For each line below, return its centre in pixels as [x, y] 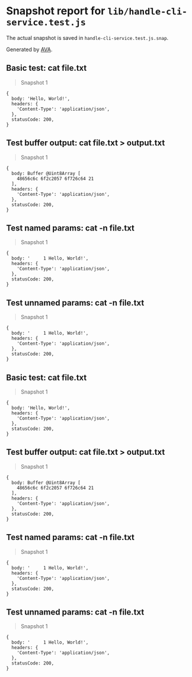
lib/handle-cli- [148, 12]
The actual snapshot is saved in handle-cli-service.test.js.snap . [87, 38]
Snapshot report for [56, 11]
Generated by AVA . [29, 49]
